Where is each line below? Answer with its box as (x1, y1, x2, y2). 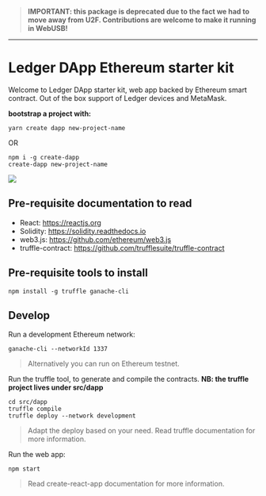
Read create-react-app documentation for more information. (27, 479, 225, 489)
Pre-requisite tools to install (8, 266, 148, 280)
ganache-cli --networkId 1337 (8, 345, 108, 353)
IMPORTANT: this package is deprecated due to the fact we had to (27, 7, 250, 16)
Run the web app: (8, 450, 66, 459)
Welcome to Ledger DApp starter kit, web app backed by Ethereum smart (8, 85, 248, 94)
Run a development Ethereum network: (8, 329, 136, 340)
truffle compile (8, 405, 62, 413)
